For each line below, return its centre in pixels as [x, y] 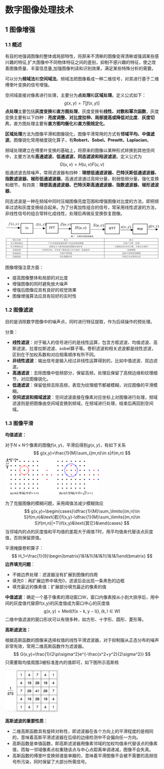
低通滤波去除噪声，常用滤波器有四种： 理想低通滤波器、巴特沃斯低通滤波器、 [82, 172]
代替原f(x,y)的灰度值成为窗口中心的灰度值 [68, 603]
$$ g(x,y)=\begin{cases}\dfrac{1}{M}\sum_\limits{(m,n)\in [82, 511]
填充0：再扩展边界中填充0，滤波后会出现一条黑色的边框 [68, 580]
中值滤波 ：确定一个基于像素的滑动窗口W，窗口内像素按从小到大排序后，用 [80, 597]
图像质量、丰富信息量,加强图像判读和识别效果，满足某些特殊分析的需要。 [82, 68]
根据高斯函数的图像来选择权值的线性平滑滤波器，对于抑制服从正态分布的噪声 [82, 640]
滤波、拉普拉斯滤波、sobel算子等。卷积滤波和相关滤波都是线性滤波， [86, 348]
